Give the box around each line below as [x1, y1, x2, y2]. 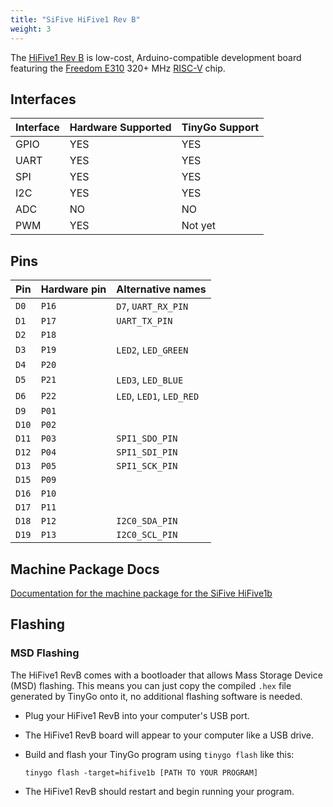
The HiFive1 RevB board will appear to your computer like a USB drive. [24, 729, 315, 741]
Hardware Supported [69, 121, 172, 135]
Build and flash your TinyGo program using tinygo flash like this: [24, 748, 295, 760]
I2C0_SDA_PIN [116, 516, 178, 527]
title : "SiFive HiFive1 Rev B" [10, 14, 141, 25]
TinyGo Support [181, 121, 260, 135]
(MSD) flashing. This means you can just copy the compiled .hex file [10, 679, 292, 691]
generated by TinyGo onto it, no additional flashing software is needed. [10, 690, 303, 702]
